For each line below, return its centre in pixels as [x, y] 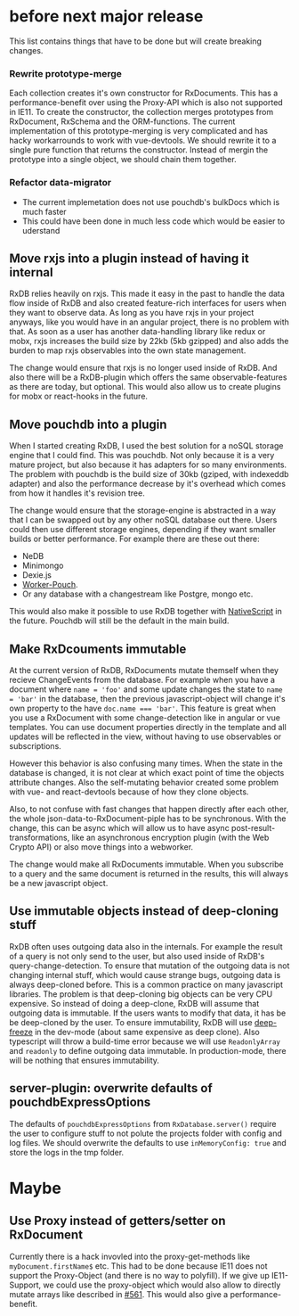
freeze [21, 1032]
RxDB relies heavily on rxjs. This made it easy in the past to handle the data [147, 294]
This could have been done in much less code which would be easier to [154, 221]
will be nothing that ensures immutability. [85, 1060]
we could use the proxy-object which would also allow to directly [162, 1285]
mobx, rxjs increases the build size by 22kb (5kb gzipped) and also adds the [149, 341]
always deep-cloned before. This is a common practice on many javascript [146, 984]
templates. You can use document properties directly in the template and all [148, 727]
